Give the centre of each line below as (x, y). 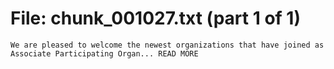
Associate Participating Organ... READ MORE (104, 53)
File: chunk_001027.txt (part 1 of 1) (155, 18)
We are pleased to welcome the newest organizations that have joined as (167, 45)
